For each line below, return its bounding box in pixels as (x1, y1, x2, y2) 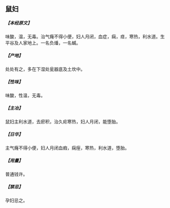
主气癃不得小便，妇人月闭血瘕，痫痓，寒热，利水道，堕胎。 (5, 145, 130, 151)
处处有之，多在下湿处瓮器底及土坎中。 (5, 66, 85, 72)
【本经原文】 (5, 20, 32, 26)
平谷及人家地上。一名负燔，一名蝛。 (5, 40, 81, 46)
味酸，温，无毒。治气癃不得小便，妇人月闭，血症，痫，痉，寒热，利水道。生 (5, 33, 165, 39)
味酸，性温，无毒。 (5, 93, 46, 99)
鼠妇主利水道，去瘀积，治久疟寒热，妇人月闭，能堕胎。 (5, 118, 120, 125)
